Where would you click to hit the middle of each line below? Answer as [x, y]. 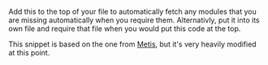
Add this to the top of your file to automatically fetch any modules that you [133, 12]
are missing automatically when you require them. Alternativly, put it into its [134, 20]
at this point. [29, 53]
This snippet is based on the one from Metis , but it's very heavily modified [133, 44]
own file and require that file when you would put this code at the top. [125, 28]
